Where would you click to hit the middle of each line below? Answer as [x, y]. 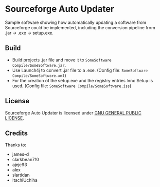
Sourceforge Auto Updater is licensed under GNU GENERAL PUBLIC [73, 112]
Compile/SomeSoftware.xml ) [39, 75]
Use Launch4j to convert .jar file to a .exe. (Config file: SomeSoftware [80, 70]
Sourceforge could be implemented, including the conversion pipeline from [80, 27]
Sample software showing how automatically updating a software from [76, 22]
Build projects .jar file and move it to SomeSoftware [62, 60]
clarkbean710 [26, 160]
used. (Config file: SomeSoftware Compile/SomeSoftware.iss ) [72, 86]
